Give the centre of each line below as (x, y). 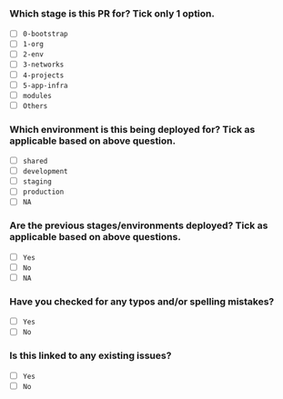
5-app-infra (45, 85)
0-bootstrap (45, 35)
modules (37, 95)
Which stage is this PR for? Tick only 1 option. (112, 14)
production (43, 192)
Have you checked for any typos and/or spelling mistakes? (142, 301)
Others (35, 106)
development (45, 172)
